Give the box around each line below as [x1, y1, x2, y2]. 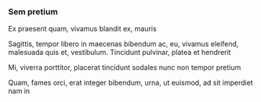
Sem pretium [8, 6, 59, 17]
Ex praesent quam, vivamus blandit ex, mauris [8, 24, 157, 34]
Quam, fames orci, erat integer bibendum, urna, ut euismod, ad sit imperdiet [8, 78, 253, 88]
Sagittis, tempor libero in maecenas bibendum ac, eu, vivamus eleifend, [8, 39, 239, 49]
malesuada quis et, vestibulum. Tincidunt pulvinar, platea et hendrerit [8, 48, 231, 57]
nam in [8, 86, 30, 96]
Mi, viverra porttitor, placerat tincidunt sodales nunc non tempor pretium [8, 63, 241, 72]
